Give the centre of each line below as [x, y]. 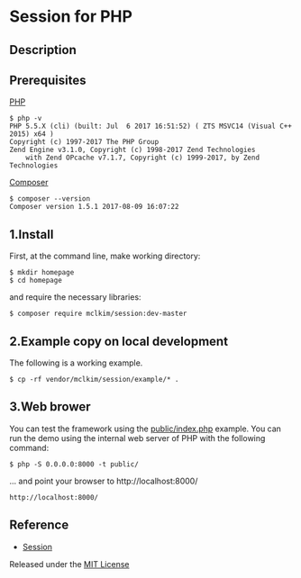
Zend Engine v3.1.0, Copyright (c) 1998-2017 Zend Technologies [132, 150]
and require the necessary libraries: [75, 297]
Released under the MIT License [69, 564]
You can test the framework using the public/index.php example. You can [146, 429]
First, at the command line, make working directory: [105, 256]
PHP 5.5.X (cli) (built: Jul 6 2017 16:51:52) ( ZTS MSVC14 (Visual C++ [151, 126]
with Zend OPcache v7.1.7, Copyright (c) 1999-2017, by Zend [142, 158]
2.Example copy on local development [119, 341]
